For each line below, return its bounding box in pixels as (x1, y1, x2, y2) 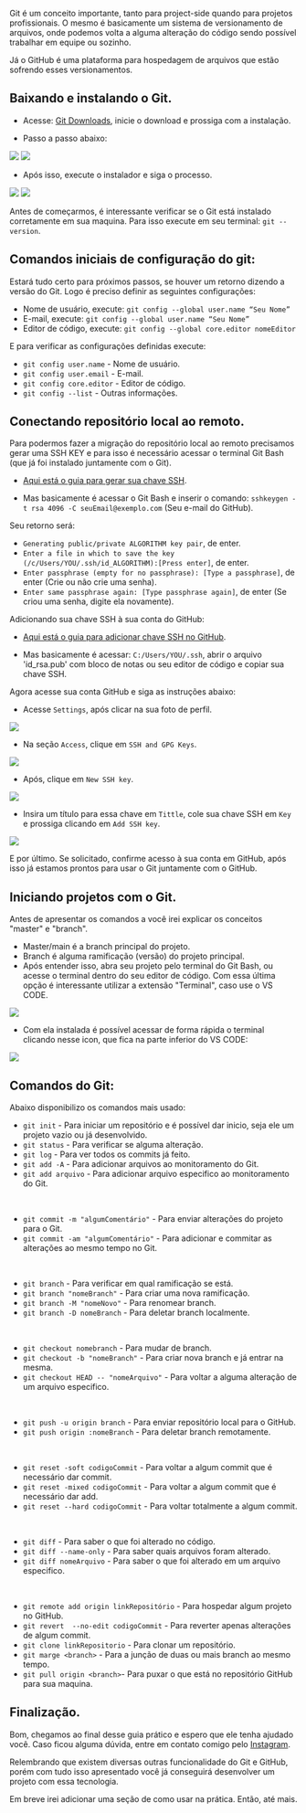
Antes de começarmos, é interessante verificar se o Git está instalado (9, 206, 272, 217)
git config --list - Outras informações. (22, 387, 178, 398)
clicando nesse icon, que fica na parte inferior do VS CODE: (22, 1034, 248, 1045)
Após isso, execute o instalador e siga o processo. (22, 169, 213, 180)
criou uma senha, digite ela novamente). (22, 596, 174, 607)
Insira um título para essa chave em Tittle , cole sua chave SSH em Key (22, 809, 292, 820)
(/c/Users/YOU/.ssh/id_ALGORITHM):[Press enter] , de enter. (22, 557, 249, 568)
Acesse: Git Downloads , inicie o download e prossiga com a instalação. (22, 114, 291, 126)
